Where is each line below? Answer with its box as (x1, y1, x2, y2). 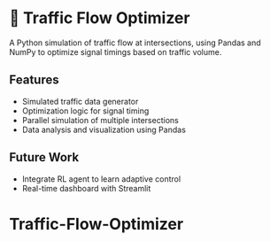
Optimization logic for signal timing (21, 105, 150, 116)
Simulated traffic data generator (21, 96, 139, 106)
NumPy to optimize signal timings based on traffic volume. (9, 46, 222, 57)
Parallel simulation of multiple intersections (21, 114, 179, 125)
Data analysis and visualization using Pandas (21, 124, 186, 135)
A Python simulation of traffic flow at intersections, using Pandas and (9, 37, 261, 48)
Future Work (9, 150, 80, 165)
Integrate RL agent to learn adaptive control (21, 173, 181, 184)
